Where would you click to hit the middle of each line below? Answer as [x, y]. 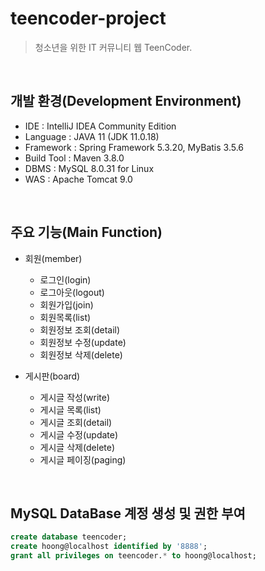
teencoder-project [88, 18]
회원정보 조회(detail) [80, 329]
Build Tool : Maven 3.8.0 [74, 158]
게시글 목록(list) [70, 409]
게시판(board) [52, 376]
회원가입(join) [66, 304]
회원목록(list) [65, 317]
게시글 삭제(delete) [77, 447]
